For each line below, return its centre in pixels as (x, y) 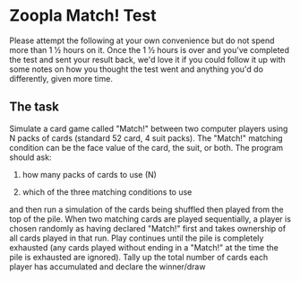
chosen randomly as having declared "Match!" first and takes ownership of (148, 228)
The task (34, 107)
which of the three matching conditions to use (107, 192)
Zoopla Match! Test (83, 16)
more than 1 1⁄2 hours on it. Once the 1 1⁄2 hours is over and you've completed (149, 49)
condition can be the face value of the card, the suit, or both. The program (146, 147)
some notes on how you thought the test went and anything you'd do (137, 69)
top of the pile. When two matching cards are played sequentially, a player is (150, 219)
